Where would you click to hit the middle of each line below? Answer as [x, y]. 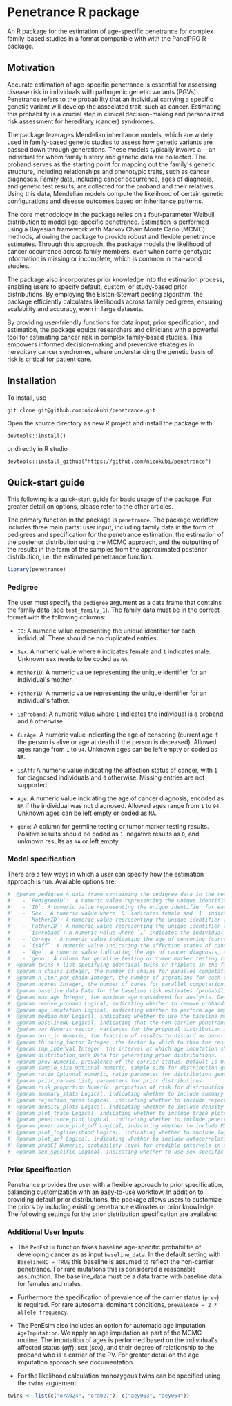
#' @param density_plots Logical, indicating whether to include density [116, 1107]
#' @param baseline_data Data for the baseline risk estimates [100, 991]
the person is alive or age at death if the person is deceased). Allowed [117, 741]
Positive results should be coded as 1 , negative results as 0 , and [108, 834]
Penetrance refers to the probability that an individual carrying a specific [110, 99]
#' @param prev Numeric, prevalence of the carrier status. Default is [112, 1062]
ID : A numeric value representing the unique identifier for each [106, 631]
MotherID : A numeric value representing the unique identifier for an [112, 672]
